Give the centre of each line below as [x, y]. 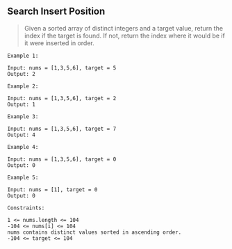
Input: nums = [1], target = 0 [52, 190]
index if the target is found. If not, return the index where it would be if [125, 35]
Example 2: [23, 86]
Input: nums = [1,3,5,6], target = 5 [62, 68]
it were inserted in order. [59, 43]
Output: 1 [22, 104]
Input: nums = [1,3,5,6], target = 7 [62, 129]
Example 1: [23, 56]
